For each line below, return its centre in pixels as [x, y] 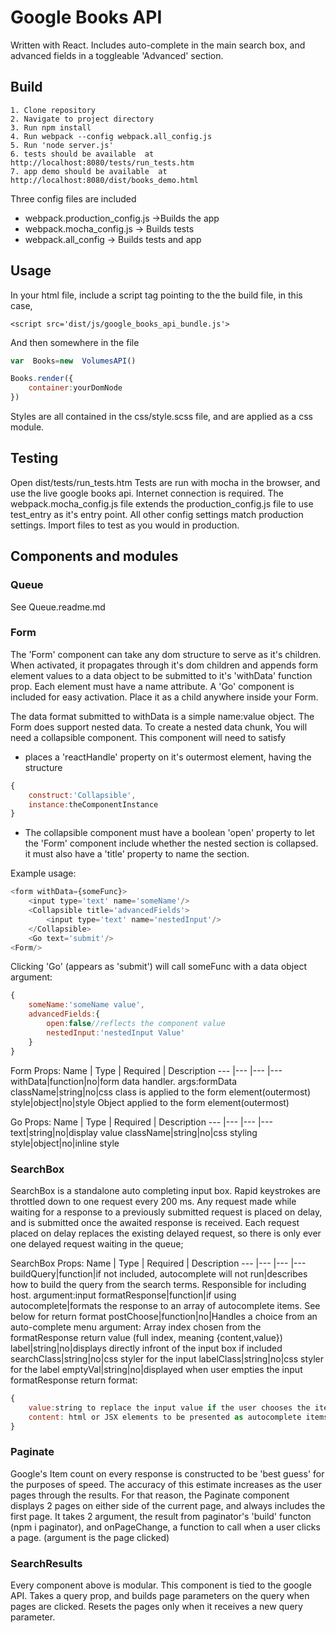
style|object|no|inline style [65, 1143]
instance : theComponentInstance [93, 804]
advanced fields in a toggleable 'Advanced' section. [117, 55]
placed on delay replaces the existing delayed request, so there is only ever [166, 1233]
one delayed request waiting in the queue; [97, 1243]
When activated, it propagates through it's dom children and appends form [164, 665]
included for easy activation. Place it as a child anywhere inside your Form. [164, 697]
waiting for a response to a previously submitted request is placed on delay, [166, 1212]
